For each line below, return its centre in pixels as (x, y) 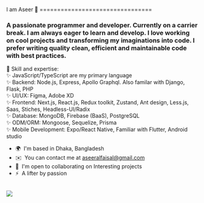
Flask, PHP (20, 89)
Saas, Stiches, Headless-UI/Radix (48, 109)
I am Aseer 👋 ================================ (79, 9)
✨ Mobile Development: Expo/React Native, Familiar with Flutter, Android (97, 130)
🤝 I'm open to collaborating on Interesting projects (79, 166)
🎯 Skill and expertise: (32, 69)
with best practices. (36, 55)
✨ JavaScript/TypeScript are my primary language (69, 76)
